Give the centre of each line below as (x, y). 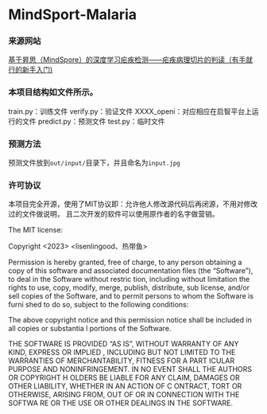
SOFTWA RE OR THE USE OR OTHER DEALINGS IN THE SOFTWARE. (120, 403)
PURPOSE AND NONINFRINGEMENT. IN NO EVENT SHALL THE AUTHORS (130, 369)
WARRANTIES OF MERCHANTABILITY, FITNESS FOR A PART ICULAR (122, 361)
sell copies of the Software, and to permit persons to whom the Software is (131, 296)
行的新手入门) (31, 70)
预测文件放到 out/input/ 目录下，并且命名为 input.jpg (95, 163)
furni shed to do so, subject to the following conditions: (99, 305)
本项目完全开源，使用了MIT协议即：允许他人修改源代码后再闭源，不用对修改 (133, 204)
